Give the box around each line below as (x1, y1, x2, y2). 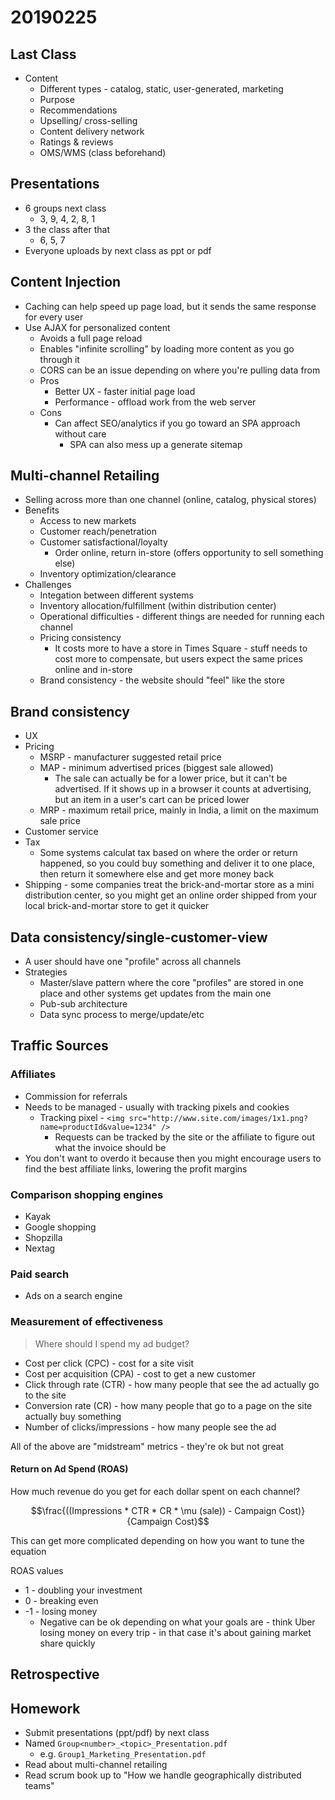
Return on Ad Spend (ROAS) (10, 1463, 129, 1475)
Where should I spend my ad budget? (34, 1337, 190, 1350)
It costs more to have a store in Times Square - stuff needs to (54, 642, 308, 655)
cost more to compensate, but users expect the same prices (54, 653, 303, 665)
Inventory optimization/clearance (39, 568, 177, 580)
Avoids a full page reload (39, 332, 143, 344)
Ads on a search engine (24, 1290, 123, 1302)
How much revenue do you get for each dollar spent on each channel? (10, 1485, 301, 1497)
